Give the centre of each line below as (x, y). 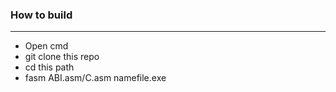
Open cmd (46, 46)
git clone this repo (62, 57)
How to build (41, 15)
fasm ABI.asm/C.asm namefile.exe (95, 78)
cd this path (49, 67)
